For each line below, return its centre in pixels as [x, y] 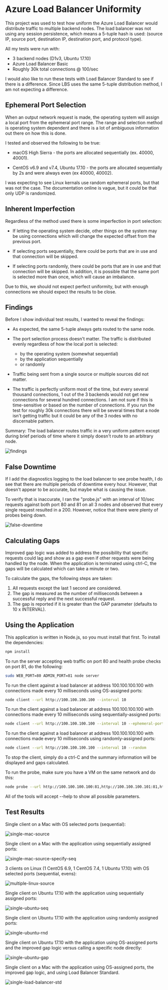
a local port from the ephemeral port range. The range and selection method [84, 122]
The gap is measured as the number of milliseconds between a [77, 593]
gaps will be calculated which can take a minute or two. [62, 569]
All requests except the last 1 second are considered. [67, 588]
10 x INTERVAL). [29, 609]
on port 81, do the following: [34, 666]
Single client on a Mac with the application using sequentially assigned [78, 843]
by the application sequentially [51, 359]
